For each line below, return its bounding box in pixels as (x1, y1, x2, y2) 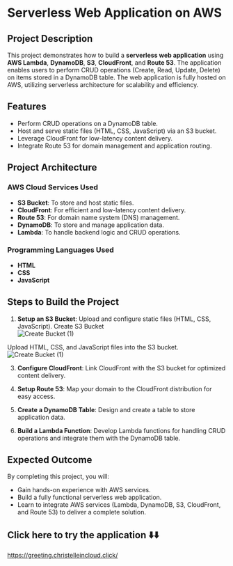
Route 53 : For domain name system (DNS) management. (17, 213, 180, 221)
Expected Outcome (7, 454, 93, 466)
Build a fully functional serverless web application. (17, 493, 162, 502)
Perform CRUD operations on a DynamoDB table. (17, 119, 159, 127)
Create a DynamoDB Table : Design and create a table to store (17, 405, 195, 414)
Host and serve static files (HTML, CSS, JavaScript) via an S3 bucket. (17, 127, 217, 135)
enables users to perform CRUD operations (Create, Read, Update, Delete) (7, 66, 220, 74)
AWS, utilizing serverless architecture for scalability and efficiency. (7, 81, 199, 88)
